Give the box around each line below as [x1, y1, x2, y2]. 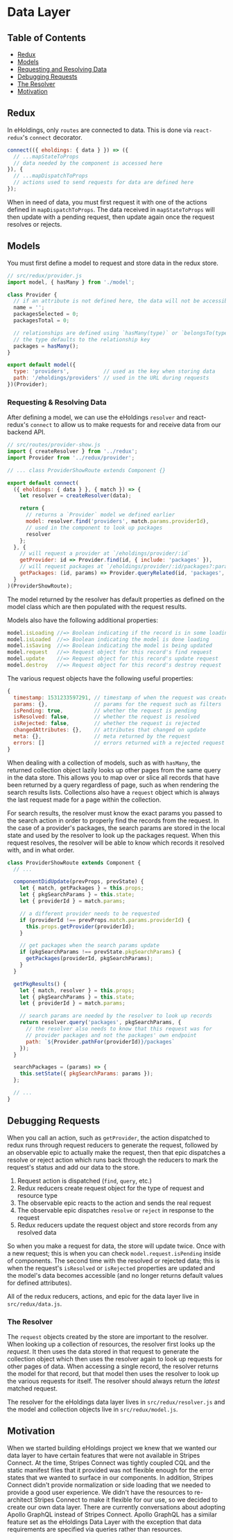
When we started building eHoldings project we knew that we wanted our [7, 1443, 217, 1452]
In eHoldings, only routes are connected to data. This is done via [7, 126, 192, 134]
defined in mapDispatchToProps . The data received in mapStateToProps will [7, 205, 215, 213]
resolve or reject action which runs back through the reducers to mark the [7, 1156, 218, 1164]
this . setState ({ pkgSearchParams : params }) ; [19, 1070, 154, 1078]
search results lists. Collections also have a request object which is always [7, 788, 220, 796]
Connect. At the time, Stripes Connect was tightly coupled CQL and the [7, 1458, 211, 1467]
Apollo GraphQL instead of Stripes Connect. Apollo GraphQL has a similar [7, 1510, 217, 1518]
